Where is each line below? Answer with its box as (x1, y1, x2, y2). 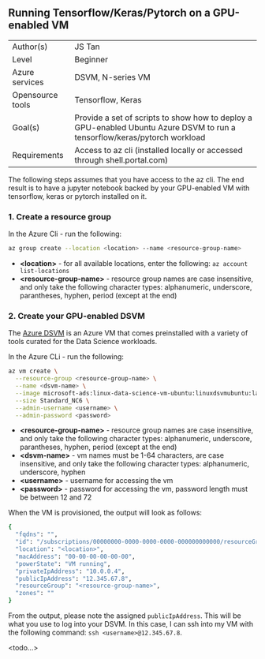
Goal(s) (12, 122, 40, 133)
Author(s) (12, 41, 48, 52)
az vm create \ (8, 367, 58, 376)
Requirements (12, 149, 64, 160)
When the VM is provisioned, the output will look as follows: (8, 508, 203, 518)
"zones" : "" (15, 590, 55, 597)
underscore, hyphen (19, 467, 86, 477)
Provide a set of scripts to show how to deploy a (74, 112, 252, 123)
